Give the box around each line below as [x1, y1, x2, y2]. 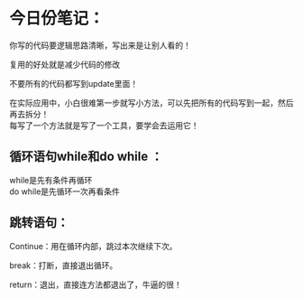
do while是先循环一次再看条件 [9, 186, 120, 197]
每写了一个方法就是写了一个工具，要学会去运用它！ [9, 119, 199, 131]
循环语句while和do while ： [9, 149, 163, 164]
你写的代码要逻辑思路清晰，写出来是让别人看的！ [9, 40, 191, 51]
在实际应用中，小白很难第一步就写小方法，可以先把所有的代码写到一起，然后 [9, 97, 294, 108]
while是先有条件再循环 [9, 174, 93, 185]
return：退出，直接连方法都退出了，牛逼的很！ [9, 279, 182, 290]
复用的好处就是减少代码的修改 [9, 59, 120, 70]
